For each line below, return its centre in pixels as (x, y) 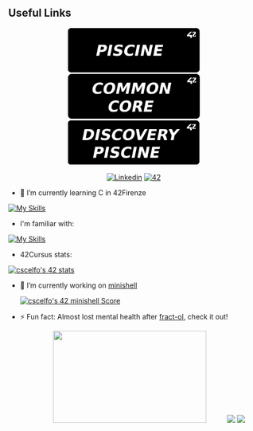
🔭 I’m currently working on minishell (78, 285)
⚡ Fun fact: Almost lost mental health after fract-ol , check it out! (124, 317)
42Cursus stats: (46, 255)
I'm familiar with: (47, 224)
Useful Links (40, 13)
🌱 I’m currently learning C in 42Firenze (83, 193)
